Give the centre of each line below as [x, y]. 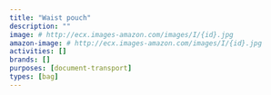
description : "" [40, 26]
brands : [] [30, 60]
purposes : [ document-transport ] [70, 69]
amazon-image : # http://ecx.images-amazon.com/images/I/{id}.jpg [135, 43]
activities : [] [38, 52]
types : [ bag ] [34, 77]
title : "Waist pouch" [50, 18]
